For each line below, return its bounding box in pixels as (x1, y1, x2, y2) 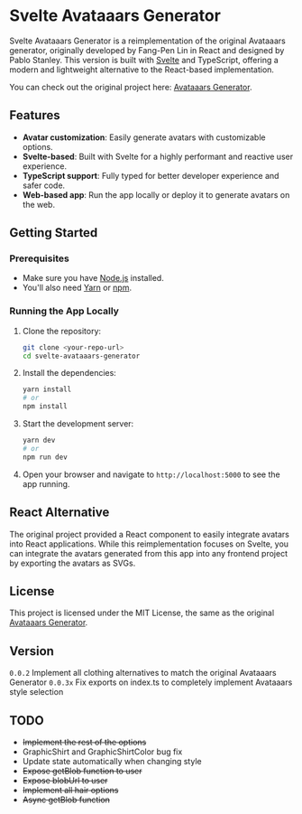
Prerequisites (9, 252, 69, 265)
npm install (22, 402, 68, 411)
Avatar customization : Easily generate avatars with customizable (22, 132, 266, 143)
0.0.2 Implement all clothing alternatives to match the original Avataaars (9, 668, 277, 678)
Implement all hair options (22, 784, 119, 795)
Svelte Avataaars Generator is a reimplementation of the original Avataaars (9, 35, 286, 46)
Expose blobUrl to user (22, 774, 108, 786)
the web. (22, 199, 56, 210)
